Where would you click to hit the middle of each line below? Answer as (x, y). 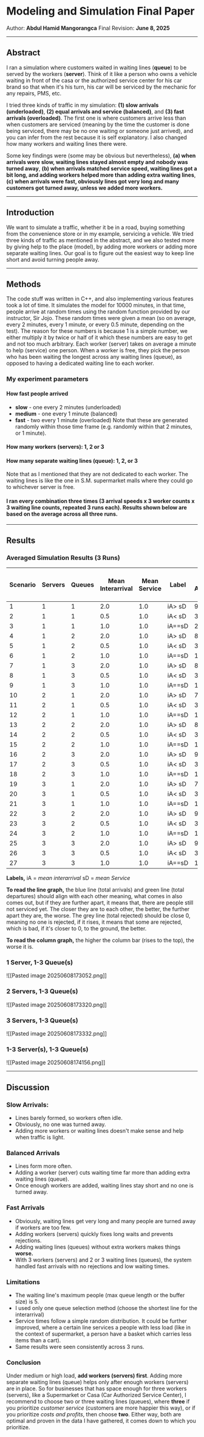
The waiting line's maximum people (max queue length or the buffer (100, 1295)
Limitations (23, 1282)
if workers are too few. (43, 1227)
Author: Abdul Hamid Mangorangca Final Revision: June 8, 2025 (88, 28)
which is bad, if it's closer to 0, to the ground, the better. (76, 929)
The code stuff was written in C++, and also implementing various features (100, 299)
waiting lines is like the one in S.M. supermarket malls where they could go (100, 480)
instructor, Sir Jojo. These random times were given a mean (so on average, (101, 318)
